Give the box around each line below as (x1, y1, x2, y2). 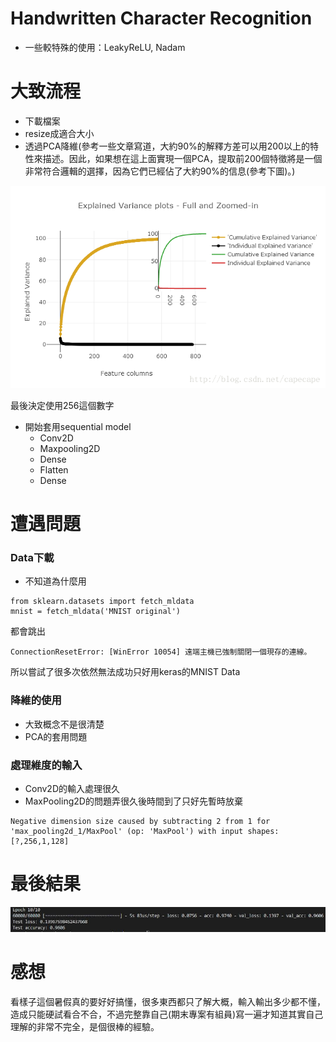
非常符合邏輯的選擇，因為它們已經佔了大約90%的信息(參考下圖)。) (24, 165, 296, 177)
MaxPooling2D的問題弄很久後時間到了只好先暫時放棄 (24, 795, 243, 807)
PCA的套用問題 (24, 730, 88, 742)
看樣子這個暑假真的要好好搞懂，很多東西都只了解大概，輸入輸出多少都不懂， (10, 996, 326, 1008)
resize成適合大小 (24, 127, 95, 139)
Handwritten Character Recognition (10, 7, 313, 30)
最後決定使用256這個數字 (10, 399, 115, 411)
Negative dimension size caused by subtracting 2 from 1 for (10, 816, 271, 826)
